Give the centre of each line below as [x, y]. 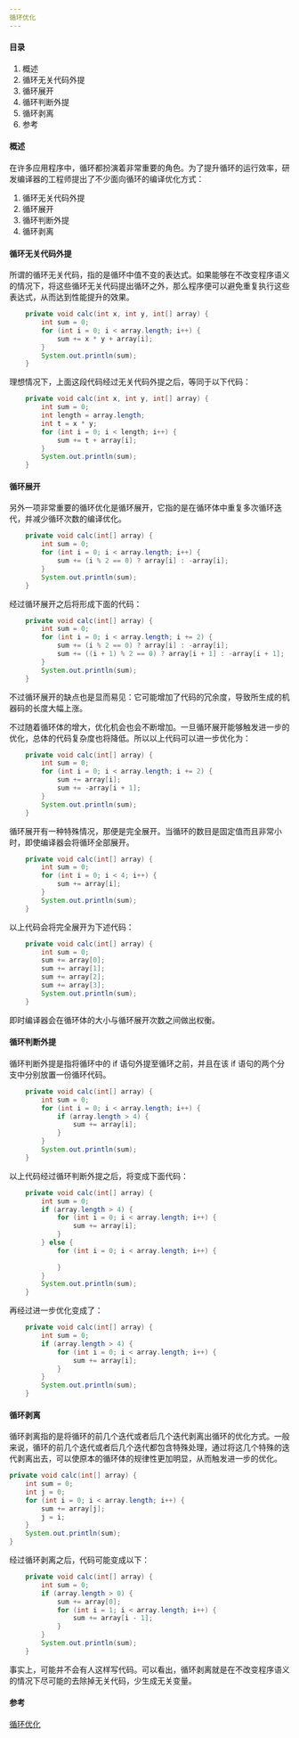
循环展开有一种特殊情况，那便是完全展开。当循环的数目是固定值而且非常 [141, 831]
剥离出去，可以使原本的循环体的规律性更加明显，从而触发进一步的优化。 [149, 1459]
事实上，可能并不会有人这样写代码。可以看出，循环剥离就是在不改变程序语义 [149, 1669]
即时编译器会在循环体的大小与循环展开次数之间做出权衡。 [114, 1020]
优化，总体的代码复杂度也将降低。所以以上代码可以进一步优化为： [130, 738]
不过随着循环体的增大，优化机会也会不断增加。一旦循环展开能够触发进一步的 [149, 726]
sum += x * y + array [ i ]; [105, 339]
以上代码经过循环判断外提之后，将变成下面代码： [99, 1176]
